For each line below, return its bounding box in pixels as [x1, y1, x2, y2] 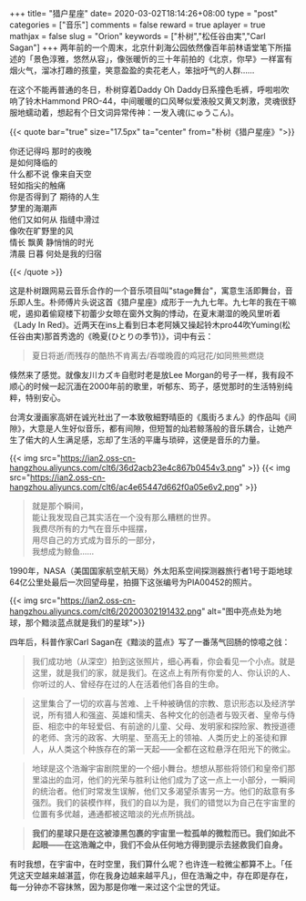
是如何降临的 [9, 158, 57, 168]
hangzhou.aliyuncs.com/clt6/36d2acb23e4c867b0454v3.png [9, 463, 242, 473]
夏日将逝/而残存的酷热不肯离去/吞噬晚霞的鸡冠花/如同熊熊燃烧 [31, 350, 264, 361]
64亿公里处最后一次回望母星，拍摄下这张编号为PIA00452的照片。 [9, 577, 257, 588]
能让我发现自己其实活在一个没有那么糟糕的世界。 [31, 512, 216, 522]
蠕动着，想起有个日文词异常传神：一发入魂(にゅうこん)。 [25, 108, 240, 118]
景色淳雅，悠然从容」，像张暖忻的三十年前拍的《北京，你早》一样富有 [33, 54, 293, 64]
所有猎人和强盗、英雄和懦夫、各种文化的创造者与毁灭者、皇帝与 [47, 710, 288, 720]
